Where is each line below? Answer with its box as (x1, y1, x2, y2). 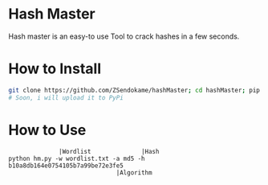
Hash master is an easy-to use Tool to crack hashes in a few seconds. (8, 31, 240, 41)
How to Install (8, 60, 102, 78)
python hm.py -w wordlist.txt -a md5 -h (8, 154, 146, 162)
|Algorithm (116, 168, 152, 177)
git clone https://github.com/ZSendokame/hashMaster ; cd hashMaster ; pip (8, 86, 261, 94)
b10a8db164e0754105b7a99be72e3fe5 (8, 162, 124, 170)
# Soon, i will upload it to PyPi (8, 93, 124, 101)
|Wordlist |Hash (59, 147, 160, 155)
